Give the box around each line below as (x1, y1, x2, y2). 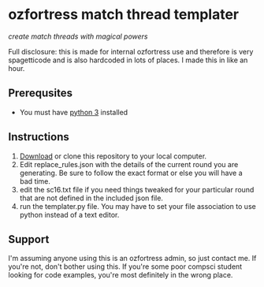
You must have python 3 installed (19, 107, 128, 117)
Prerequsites (8, 87, 73, 100)
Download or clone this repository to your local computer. (19, 151, 207, 161)
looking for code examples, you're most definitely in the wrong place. (8, 270, 233, 280)
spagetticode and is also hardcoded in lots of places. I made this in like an (8, 55, 248, 65)
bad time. (19, 176, 51, 186)
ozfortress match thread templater (8, 6, 240, 24)
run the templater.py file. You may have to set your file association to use (19, 201, 256, 211)
